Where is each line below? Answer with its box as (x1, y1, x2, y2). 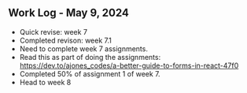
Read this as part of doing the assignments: (19, 52, 161, 61)
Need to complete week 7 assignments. (19, 43, 148, 54)
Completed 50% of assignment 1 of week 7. (19, 69, 160, 78)
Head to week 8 (19, 77, 72, 87)
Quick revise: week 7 (19, 27, 88, 36)
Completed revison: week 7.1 (19, 35, 112, 45)
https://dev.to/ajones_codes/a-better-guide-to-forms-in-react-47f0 (19, 61, 239, 70)
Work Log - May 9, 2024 (8, 6, 130, 20)
